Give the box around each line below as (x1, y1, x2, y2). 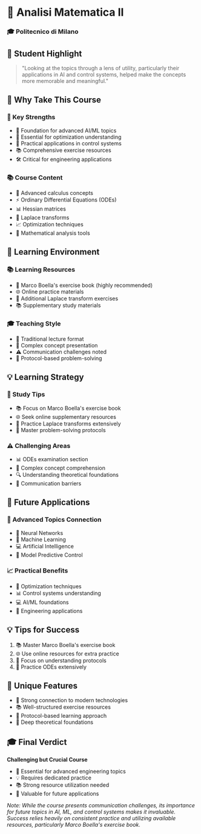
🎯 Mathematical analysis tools (15, 229, 90, 237)
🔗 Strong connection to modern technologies (15, 697, 128, 704)
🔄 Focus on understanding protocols (15, 657, 107, 664)
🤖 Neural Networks (15, 529, 64, 536)
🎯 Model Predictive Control (15, 551, 84, 559)
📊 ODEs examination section (15, 455, 88, 462)
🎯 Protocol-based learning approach (15, 712, 107, 720)
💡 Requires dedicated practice (15, 774, 91, 781)
